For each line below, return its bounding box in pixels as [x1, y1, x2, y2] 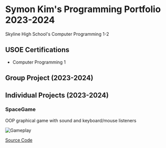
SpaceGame [5, 106, 36, 113]
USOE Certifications [5, 45, 69, 54]
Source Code [5, 137, 33, 143]
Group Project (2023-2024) [5, 74, 94, 82]
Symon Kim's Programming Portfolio [5, 4, 161, 15]
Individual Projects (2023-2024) [5, 91, 109, 100]
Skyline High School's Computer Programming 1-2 [5, 31, 109, 37]
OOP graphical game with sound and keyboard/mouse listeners [5, 117, 137, 123]
